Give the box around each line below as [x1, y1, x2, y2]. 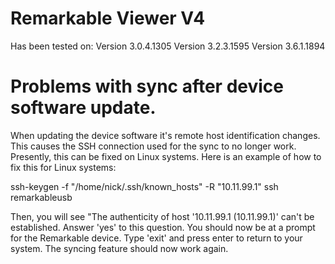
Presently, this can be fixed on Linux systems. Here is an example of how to [10, 150, 322, 162]
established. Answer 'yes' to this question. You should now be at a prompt [10, 221, 316, 233]
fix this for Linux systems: [10, 161, 117, 173]
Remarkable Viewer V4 [10, 7, 206, 30]
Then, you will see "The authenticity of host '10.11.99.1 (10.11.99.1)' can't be [10, 210, 315, 222]
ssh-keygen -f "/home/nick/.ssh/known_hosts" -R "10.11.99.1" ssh [10, 180, 279, 192]
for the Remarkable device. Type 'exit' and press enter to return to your [10, 232, 303, 244]
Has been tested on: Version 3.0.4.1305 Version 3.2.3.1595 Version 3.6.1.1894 [10, 40, 326, 52]
